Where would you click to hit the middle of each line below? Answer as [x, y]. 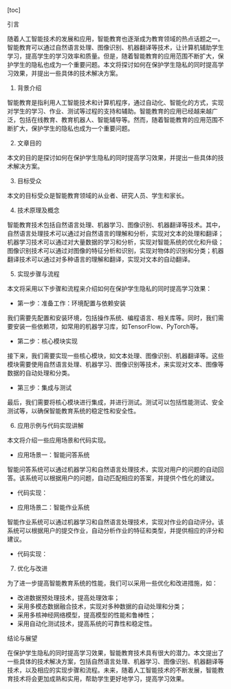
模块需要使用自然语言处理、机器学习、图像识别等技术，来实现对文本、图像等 [115, 364]
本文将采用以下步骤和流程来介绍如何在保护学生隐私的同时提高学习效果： [109, 288]
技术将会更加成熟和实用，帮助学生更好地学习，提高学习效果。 [100, 679]
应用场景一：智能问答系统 [53, 455]
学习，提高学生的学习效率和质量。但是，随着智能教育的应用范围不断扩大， [112, 56]
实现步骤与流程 [38, 274]
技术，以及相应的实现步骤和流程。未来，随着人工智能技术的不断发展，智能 [112, 670]
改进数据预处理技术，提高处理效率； [68, 598]
